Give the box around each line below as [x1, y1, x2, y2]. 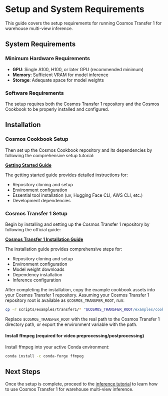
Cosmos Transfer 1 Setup [5, 210, 67, 217]
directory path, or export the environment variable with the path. [5, 321, 137, 327]
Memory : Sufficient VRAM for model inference [12, 72, 108, 78]
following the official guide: [5, 226, 61, 232]
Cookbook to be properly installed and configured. [5, 106, 109, 112]
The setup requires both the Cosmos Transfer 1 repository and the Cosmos [5, 101, 159, 107]
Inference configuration [12, 277, 61, 283]
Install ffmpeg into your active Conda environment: [5, 344, 110, 350]
